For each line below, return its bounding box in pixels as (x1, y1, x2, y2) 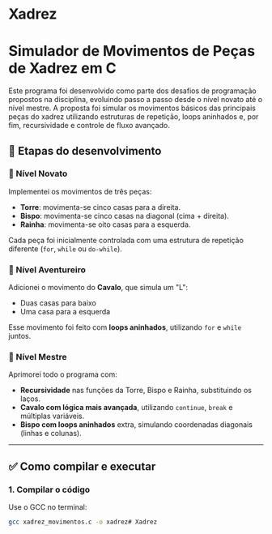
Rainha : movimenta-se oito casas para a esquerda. (19, 220, 191, 229)
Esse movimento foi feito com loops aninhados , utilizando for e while (8, 323, 242, 332)
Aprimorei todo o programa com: (8, 370, 117, 379)
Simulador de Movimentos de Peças (8, 42, 256, 61)
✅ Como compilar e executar (8, 459, 156, 473)
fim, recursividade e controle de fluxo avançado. (8, 121, 170, 130)
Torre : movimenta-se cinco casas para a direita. (19, 202, 181, 211)
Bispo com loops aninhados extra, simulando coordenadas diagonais (19, 420, 253, 429)
